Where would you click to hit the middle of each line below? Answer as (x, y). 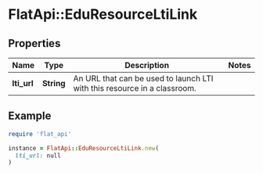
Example (30, 116)
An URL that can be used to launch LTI (143, 78)
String (54, 83)
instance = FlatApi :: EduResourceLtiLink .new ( (83, 148)
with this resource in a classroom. (135, 88)
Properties (34, 43)
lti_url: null (38, 155)
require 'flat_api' (40, 134)
